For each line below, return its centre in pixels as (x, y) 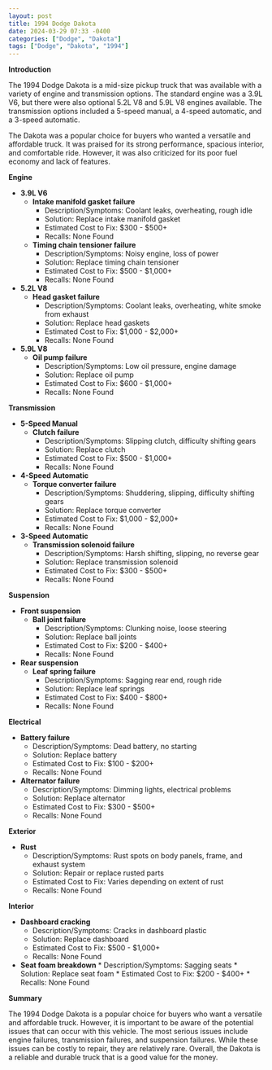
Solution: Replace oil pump (89, 375)
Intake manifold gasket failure (84, 202)
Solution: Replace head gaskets (97, 323)
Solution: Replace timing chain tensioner (112, 262)
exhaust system (58, 865)
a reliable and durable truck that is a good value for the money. (113, 1057)
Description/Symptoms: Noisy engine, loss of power (132, 254)
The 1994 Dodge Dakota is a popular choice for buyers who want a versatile (135, 1014)
